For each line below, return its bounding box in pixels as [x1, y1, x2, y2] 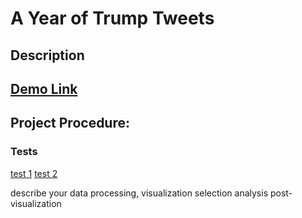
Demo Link [10, 80, 78, 97]
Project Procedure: [10, 115, 131, 132]
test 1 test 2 [10, 167, 58, 179]
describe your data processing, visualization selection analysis [10, 187, 269, 199]
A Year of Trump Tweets [10, 7, 215, 30]
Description [10, 47, 85, 64]
